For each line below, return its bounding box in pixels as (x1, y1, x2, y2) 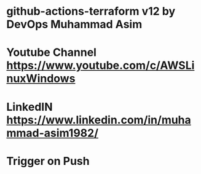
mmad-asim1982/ (6, 126, 99, 140)
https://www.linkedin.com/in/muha (6, 113, 192, 127)
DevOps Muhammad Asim (6, 17, 143, 31)
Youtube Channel (6, 45, 97, 60)
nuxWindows (6, 72, 76, 85)
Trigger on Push (6, 154, 90, 168)
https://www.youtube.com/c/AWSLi (6, 58, 195, 73)
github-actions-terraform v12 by (6, 4, 176, 18)
